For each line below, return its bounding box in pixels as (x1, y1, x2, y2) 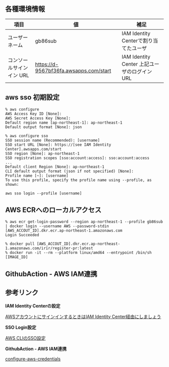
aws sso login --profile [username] (5, 191, 82, 196)
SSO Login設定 (5, 324, 37, 330)
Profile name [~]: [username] (5, 173, 69, 178)
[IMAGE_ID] (5, 254, 28, 260)
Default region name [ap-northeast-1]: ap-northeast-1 (5, 120, 123, 125)
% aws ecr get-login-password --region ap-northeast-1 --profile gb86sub (5, 219, 163, 225)
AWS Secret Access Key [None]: (5, 116, 71, 121)
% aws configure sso (5, 133, 49, 138)
